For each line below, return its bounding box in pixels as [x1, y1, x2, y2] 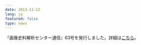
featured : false [5, 16, 38, 21]
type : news [5, 21, 27, 26]
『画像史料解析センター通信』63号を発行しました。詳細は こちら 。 [5, 35, 139, 41]
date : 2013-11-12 [5, 7, 40, 12]
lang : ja [5, 12, 23, 17]
